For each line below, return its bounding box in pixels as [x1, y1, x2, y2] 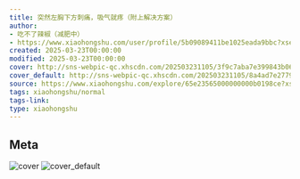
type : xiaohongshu [9, 104, 78, 113]
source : [9, 79, 38, 88]
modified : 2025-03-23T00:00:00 [9, 54, 126, 63]
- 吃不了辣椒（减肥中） [9, 29, 85, 38]
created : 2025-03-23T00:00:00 [9, 46, 122, 55]
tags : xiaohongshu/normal [9, 87, 105, 96]
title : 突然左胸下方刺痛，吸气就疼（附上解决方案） [9, 12, 177, 22]
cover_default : [9, 71, 66, 80]
